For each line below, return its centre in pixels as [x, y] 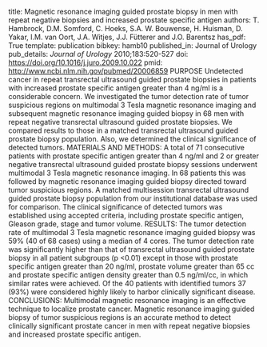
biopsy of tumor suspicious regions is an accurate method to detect [120, 317]
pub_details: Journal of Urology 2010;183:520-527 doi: [98, 54]
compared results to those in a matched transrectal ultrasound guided [124, 130]
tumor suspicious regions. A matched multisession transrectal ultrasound [129, 190]
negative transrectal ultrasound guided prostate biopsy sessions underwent [133, 164]
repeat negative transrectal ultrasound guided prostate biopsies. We [121, 122]
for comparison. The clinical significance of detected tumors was [116, 207]
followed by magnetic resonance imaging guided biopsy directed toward [128, 181]
